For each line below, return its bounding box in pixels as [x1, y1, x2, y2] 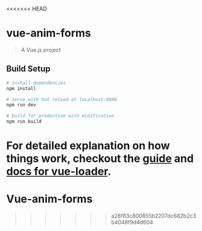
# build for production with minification [6, 113, 115, 119]
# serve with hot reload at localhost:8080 [6, 96, 118, 102]
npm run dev [6, 102, 36, 108]
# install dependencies [6, 80, 66, 86]
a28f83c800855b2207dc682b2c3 [111, 212, 197, 220]
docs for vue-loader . [6, 164, 112, 178]
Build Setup [6, 63, 51, 74]
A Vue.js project [21, 46, 62, 53]
